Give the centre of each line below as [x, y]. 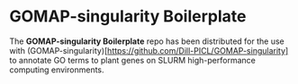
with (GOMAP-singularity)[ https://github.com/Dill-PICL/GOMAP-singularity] [149, 50]
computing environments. [57, 70]
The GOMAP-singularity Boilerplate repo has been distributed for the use [147, 41]
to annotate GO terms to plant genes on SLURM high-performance [133, 60]
